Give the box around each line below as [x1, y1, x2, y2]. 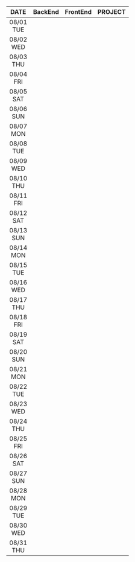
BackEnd [33, 8, 59, 16]
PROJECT [97, 8, 127, 16]
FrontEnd [64, 8, 92, 16]
